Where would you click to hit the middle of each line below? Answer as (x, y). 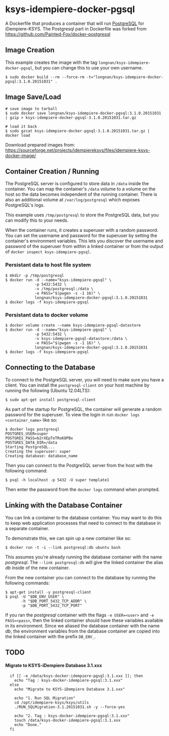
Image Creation (30, 50)
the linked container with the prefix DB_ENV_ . (50, 636)
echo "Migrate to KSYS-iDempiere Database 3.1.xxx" (70, 689)
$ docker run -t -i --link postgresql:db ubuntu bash (63, 547)
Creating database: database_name (42, 456)
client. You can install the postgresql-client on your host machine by (77, 385)
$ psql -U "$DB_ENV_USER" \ (35, 597)
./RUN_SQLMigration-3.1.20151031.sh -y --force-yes (70, 707)
